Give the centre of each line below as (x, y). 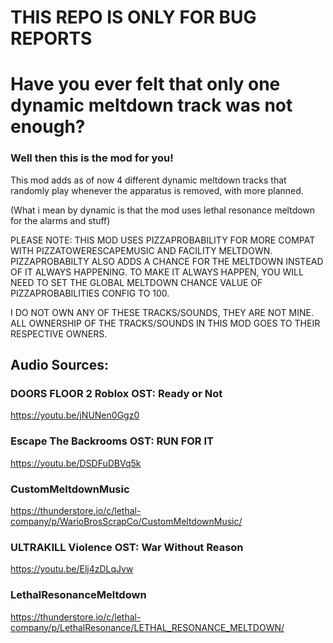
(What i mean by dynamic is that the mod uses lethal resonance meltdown (163, 210)
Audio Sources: (59, 365)
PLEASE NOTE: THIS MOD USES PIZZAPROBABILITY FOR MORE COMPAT (163, 240)
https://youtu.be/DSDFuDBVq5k (76, 463)
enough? (48, 127)
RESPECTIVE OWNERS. (59, 333)
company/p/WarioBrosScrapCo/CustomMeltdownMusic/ (126, 521)
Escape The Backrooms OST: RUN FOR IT (112, 441)
